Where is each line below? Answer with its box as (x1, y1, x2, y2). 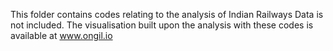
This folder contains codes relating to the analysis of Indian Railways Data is (10, 9, 324, 20)
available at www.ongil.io (10, 30, 113, 41)
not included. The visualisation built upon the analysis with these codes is (10, 19, 314, 31)
